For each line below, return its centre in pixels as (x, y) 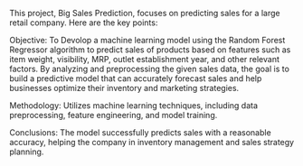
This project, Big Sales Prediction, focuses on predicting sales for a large (145, 13)
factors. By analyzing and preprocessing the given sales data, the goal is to (149, 69)
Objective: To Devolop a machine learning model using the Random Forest (147, 40)
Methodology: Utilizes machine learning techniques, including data (134, 106)
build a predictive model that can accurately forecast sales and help (136, 78)
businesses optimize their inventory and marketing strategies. (124, 88)
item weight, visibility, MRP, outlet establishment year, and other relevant (145, 59)
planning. (27, 152)
